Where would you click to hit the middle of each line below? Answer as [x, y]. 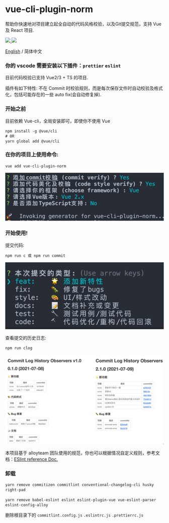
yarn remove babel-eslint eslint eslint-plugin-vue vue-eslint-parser [81, 500]
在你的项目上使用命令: [32, 155]
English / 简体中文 [24, 51]
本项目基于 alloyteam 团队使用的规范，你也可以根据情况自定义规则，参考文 [82, 453]
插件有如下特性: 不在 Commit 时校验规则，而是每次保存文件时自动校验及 [80, 88]
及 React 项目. [20, 30]
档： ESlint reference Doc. [32, 459]
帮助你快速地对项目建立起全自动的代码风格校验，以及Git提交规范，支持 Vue [83, 24]
